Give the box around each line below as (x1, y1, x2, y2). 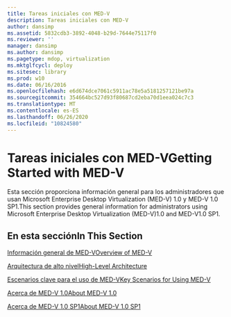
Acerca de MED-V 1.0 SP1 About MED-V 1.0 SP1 (7, 302, 141, 311)
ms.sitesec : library (7, 68, 67, 75)
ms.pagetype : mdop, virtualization (7, 56, 110, 63)
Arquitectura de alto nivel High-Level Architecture (7, 262, 148, 270)
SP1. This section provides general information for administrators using (7, 202, 208, 211)
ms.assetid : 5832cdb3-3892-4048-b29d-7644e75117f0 (7, 29, 157, 37)
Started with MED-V (7, 165, 125, 181)
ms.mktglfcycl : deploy (7, 62, 73, 69)
